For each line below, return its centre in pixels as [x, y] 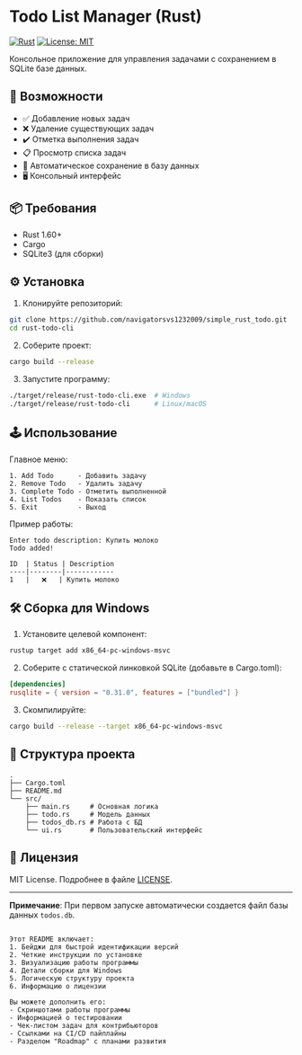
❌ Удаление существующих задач [88, 129]
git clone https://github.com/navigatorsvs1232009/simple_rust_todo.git [148, 320]
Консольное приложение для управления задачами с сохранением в [143, 58]
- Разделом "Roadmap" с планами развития [88, 1041]
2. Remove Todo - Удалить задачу [76, 483]
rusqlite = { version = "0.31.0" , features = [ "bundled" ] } [124, 693]
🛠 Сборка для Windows [80, 608]
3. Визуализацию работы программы [74, 962]
